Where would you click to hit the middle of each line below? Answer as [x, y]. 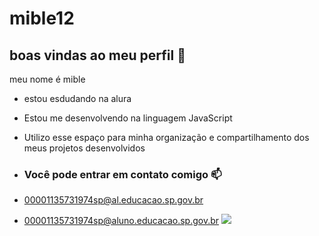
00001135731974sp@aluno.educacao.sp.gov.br [121, 221]
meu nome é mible [47, 79]
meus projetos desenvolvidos [84, 148]
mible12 [42, 18]
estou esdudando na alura [77, 98]
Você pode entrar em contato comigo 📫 [122, 174]
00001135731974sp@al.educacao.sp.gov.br [113, 200]
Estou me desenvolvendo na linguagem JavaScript [128, 118]
